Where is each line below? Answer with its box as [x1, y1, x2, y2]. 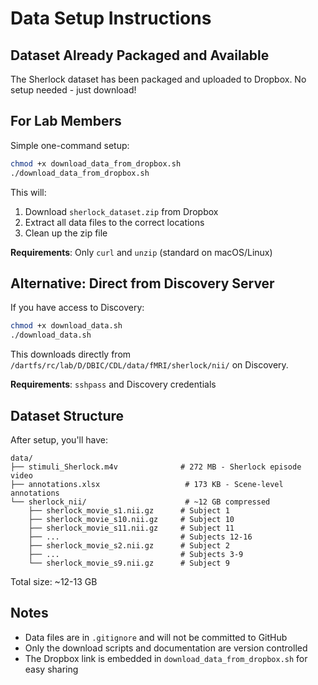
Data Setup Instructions [10, 7, 212, 30]
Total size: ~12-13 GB [10, 575, 98, 587]
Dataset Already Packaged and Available [10, 47, 270, 64]
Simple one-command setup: [10, 139, 130, 151]
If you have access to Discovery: [10, 302, 145, 314]
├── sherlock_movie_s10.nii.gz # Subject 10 [28, 514, 235, 524]
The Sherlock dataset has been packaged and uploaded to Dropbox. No [10, 73, 307, 85]
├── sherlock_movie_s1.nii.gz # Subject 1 [28, 505, 230, 516]
